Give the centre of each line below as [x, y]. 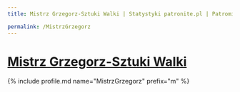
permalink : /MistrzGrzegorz [49, 27]
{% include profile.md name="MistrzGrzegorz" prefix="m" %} [99, 81]
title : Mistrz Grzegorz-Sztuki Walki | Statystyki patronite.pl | [108, 14]
